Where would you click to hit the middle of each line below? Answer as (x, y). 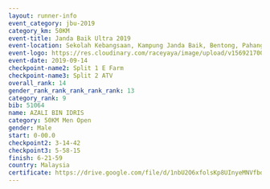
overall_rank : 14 (37, 83)
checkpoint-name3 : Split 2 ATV (61, 76)
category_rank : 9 (37, 98)
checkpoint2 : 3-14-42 (45, 143)
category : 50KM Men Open (50, 121)
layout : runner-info (43, 16)
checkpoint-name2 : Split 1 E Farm (66, 68)
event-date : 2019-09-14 (48, 61)
